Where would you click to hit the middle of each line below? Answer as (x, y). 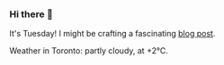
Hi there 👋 (31, 14)
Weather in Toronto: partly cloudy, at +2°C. (89, 51)
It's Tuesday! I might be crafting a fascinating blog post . (112, 34)
